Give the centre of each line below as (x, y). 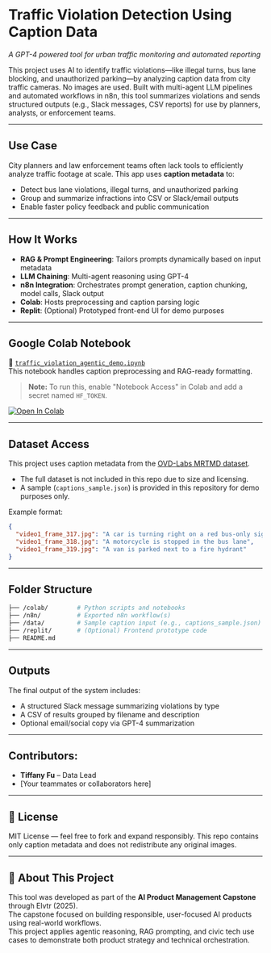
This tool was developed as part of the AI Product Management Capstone (132, 897)
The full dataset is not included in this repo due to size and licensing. (134, 479)
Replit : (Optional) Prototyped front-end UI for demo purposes (122, 310)
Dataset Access (49, 444)
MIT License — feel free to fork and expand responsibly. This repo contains (134, 836)
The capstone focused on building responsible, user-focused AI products (130, 914)
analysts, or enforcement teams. (62, 113)
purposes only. (45, 496)
